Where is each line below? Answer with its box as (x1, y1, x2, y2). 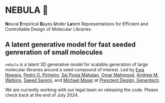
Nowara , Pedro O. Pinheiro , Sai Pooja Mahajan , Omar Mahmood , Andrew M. (5, 72, 159, 78)
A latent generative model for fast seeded (5, 41, 136, 49)
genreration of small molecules (5, 48, 103, 56)
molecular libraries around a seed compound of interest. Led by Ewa (5, 66, 145, 72)
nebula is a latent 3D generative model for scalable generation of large (5, 61, 148, 67)
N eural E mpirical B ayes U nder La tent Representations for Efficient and (5, 21, 148, 27)
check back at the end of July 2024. (5, 92, 79, 98)
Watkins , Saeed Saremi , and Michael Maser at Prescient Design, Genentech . (5, 77, 161, 83)
